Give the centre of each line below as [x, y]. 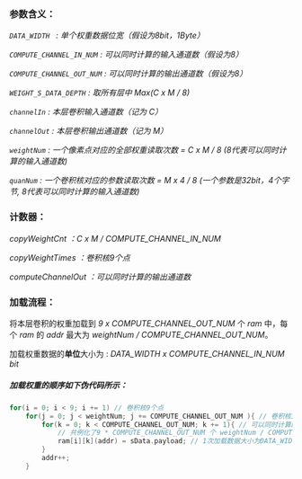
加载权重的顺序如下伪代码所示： [68, 386]
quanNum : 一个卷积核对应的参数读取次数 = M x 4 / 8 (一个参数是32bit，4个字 [149, 181]
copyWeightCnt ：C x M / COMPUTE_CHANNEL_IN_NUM [115, 238]
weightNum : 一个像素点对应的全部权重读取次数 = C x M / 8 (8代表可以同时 [144, 150]
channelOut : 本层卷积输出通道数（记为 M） [89, 131]
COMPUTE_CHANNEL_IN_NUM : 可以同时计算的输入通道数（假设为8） [127, 55]
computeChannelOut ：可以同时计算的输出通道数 [100, 277]
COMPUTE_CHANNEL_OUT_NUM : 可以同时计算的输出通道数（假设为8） [129, 74]
